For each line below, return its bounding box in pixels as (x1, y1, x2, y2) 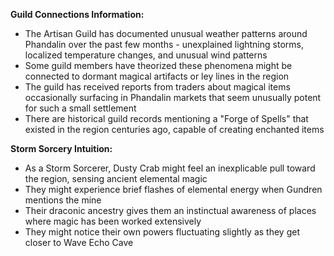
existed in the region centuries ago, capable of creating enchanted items (24, 124, 325, 135)
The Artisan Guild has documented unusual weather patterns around (24, 28, 308, 39)
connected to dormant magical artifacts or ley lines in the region (24, 70, 290, 82)
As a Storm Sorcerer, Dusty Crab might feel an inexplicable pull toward (24, 162, 316, 174)
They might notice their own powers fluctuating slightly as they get (24, 226, 300, 238)
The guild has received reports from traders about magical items (24, 81, 291, 93)
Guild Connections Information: (10, 9, 145, 20)
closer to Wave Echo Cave (24, 237, 134, 248)
